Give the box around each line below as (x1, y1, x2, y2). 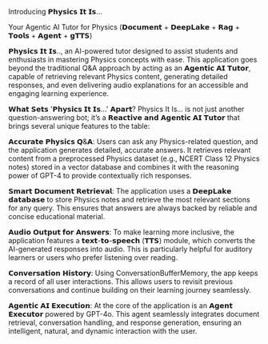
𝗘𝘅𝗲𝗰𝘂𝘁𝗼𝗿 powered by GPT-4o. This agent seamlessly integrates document (8, 310, 260, 318)
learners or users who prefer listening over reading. (8, 253, 178, 262)
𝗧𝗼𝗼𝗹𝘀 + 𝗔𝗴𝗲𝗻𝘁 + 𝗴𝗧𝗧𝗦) (8, 31, 93, 40)
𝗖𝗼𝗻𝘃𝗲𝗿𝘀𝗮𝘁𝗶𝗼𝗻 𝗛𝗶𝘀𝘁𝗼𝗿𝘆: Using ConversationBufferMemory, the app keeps (8, 268, 258, 278)
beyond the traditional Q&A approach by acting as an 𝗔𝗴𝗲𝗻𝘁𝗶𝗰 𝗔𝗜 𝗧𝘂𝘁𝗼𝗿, (8, 63, 251, 73)
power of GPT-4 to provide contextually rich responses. (8, 171, 192, 180)
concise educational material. (8, 212, 106, 221)
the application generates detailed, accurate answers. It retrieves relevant (8, 146, 251, 154)
